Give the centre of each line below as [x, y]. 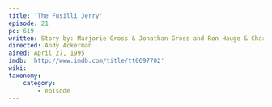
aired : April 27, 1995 [47, 53]
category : [40, 83]
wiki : [17, 68]
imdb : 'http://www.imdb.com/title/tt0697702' [86, 61]
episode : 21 [28, 23]
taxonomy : [25, 76]
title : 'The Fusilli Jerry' [56, 16]
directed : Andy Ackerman [50, 46]
